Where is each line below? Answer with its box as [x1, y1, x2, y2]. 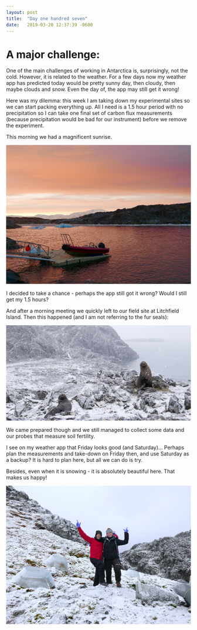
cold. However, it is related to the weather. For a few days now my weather [6, 73, 186, 80]
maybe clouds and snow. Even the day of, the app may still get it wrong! [6, 86, 180, 93]
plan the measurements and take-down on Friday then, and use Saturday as [6, 450, 189, 457]
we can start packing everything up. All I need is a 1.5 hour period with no [6, 103, 184, 111]
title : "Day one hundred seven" [6, 15, 88, 22]
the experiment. [6, 122, 45, 129]
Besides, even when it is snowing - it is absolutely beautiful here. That [6, 468, 175, 475]
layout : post [6, 9, 38, 15]
